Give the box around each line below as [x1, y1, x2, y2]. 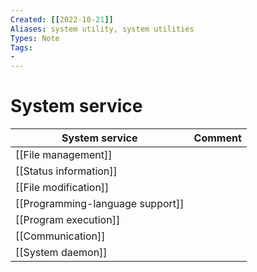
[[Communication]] [15, 229, 106, 243]
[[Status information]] [15, 164, 118, 178]
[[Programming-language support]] [15, 197, 185, 211]
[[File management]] [15, 148, 113, 162]
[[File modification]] [15, 181, 110, 195]
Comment [193, 131, 242, 145]
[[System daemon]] [15, 246, 108, 260]
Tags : [10, 42, 33, 53]
